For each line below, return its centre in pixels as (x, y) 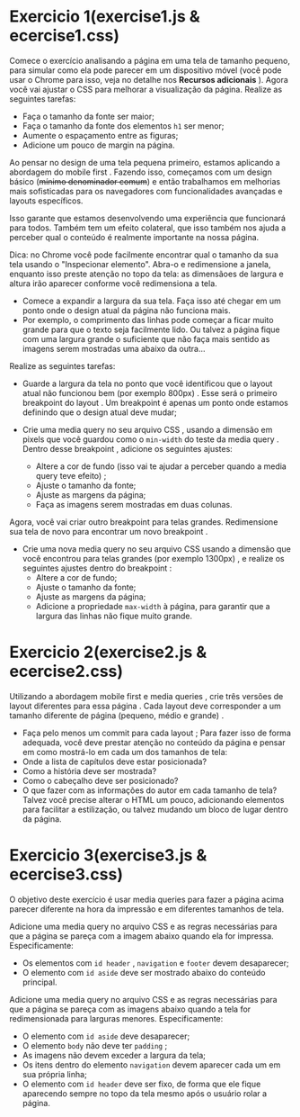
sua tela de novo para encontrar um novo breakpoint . (109, 531)
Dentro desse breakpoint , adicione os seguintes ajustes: (128, 448)
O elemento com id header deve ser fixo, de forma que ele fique (141, 1084)
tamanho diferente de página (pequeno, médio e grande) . (117, 715)
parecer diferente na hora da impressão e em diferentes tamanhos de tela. (147, 909)
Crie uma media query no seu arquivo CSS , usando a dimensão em (147, 429)
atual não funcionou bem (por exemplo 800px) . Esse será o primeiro (150, 392)
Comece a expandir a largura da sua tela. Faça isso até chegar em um (151, 301)
